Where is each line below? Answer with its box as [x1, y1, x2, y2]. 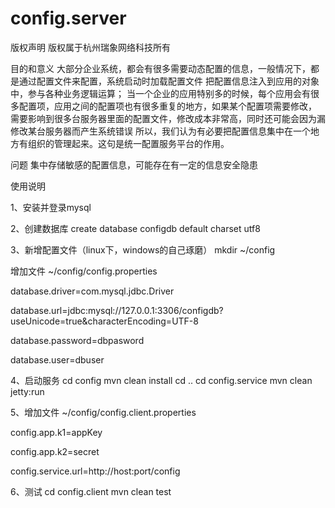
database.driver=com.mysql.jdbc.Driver [10, 285, 175, 297]
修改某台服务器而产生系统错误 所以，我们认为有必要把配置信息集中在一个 [10, 125, 311, 137]
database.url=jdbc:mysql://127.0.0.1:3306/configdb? [10, 304, 224, 316]
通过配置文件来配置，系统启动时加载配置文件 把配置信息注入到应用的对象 [18, 75, 320, 87]
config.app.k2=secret [10, 445, 100, 457]
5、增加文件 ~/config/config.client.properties [10, 406, 197, 418]
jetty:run [10, 385, 45, 397]
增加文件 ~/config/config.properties [10, 265, 158, 277]
